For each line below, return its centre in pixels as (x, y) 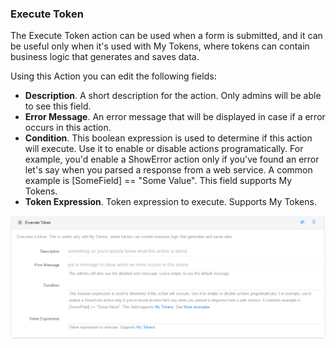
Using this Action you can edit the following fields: (113, 76)
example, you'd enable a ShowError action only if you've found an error (172, 159)
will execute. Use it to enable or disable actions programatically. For (164, 149)
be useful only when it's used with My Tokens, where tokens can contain (160, 46)
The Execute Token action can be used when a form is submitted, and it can (166, 36)
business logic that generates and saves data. (105, 57)
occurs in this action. (68, 128)
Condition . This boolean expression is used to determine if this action (168, 138)
